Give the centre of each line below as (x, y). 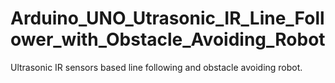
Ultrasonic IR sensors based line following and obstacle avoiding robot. (156, 67)
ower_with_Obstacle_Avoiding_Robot (168, 39)
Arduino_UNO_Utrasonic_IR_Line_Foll (167, 18)
